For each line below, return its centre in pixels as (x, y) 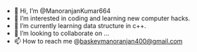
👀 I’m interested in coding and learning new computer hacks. (102, 18)
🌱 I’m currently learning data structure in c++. (80, 26)
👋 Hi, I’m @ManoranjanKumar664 (62, 11)
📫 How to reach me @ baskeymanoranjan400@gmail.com (98, 41)
